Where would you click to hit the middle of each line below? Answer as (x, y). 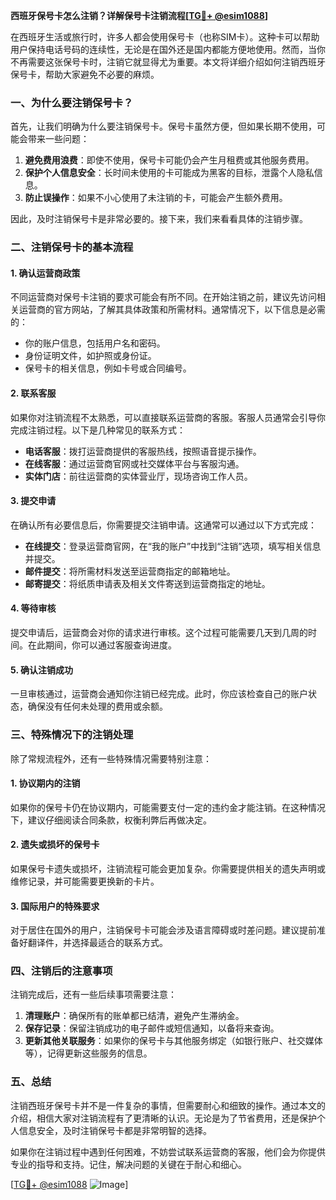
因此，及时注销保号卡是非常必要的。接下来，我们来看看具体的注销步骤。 (159, 219)
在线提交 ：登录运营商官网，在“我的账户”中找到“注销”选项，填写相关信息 (173, 546)
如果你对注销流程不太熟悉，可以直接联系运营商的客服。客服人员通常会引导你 (168, 417)
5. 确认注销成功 (41, 670)
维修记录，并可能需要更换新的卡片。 (85, 881)
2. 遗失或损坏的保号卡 (55, 845)
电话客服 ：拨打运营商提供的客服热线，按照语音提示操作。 (143, 451)
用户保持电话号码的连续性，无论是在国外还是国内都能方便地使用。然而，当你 (168, 49)
